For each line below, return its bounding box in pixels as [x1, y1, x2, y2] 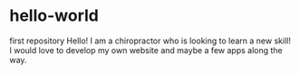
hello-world [9, 5, 100, 26]
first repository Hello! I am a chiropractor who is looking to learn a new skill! [9, 35, 292, 46]
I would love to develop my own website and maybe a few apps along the [9, 44, 283, 55]
